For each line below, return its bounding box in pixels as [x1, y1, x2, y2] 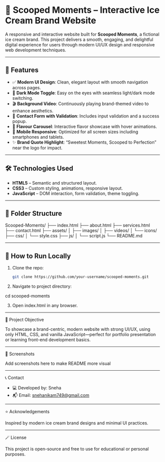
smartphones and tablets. [12, 134, 64, 140]
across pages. [12, 84, 41, 90]
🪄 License [5, 434, 27, 441]
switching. [12, 95, 33, 101]
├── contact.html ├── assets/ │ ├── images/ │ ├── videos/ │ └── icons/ [5, 228, 157, 233]
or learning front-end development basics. [5, 337, 91, 343]
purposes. [5, 451, 26, 457]
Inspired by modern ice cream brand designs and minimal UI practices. [5, 420, 149, 426]
